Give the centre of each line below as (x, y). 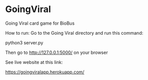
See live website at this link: (34, 62)
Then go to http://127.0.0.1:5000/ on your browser (57, 52)
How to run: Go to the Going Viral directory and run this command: (74, 33)
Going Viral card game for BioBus (40, 23)
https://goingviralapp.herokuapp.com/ (45, 72)
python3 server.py (24, 43)
